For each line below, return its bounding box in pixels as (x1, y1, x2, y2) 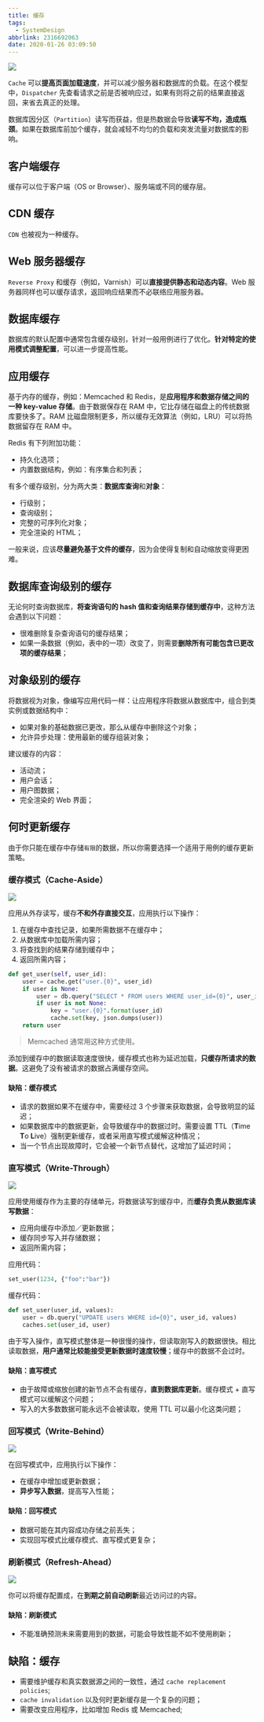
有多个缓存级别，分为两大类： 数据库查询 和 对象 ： (8, 482, 167, 491)
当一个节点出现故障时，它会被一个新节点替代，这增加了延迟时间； (19, 1141, 233, 1151)
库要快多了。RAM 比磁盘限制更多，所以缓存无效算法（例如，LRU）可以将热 (8, 412, 253, 421)
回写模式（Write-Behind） (8, 1426, 109, 1437)
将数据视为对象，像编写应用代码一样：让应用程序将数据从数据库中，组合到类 (8, 696, 256, 705)
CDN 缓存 (8, 207, 55, 220)
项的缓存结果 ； (19, 649, 68, 657)
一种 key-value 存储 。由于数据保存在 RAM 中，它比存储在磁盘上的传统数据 (8, 402, 250, 412)
